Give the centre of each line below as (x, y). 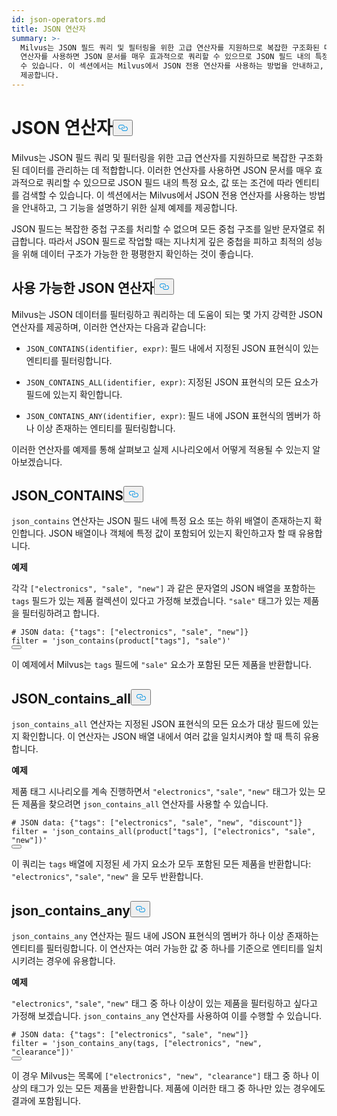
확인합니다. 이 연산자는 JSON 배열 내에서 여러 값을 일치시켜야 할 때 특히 (161, 737)
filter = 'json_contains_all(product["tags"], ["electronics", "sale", (163, 832)
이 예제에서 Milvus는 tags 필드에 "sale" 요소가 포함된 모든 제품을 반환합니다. (162, 665)
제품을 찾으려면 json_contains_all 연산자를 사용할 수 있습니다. (145, 804)
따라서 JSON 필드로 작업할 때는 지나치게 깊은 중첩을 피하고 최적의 (176, 241)
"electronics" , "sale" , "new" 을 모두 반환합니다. (107, 877)
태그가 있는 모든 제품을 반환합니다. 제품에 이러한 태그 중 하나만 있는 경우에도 (177, 1088)
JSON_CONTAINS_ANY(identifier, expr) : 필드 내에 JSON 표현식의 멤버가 (168, 415)
